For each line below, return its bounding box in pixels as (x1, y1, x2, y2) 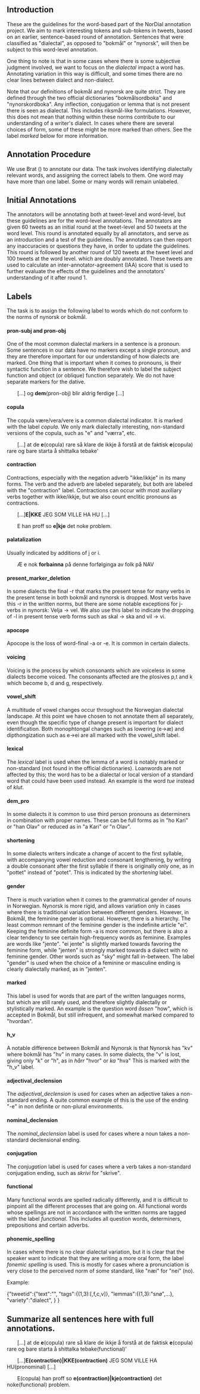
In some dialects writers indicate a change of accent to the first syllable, (7, 850, 183, 857)
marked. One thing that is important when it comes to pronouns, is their (7, 360, 182, 367)
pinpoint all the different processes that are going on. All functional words (7, 1202, 187, 1209)
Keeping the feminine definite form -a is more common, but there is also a (7, 927, 188, 934)
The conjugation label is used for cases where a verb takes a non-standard (7, 1163, 191, 1170)
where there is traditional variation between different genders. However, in (7, 908, 189, 915)
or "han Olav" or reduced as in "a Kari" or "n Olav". (7, 823, 132, 830)
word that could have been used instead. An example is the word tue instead (7, 777, 195, 784)
